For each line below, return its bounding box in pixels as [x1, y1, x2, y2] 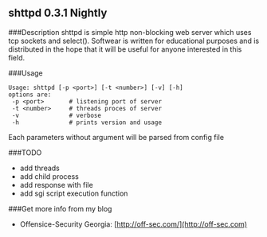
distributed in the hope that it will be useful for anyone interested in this [8, 44, 242, 54]
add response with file [19, 180, 93, 189]
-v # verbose [11, 111, 102, 119]
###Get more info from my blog [8, 204, 112, 213]
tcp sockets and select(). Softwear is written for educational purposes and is [8, 36, 260, 45]
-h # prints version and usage [11, 118, 162, 126]
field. [8, 52, 26, 62]
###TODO [8, 147, 42, 157]
